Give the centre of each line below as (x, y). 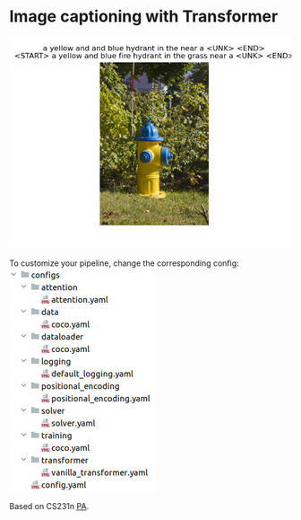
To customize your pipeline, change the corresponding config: (124, 263)
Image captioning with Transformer (144, 17)
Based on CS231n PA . (49, 506)
